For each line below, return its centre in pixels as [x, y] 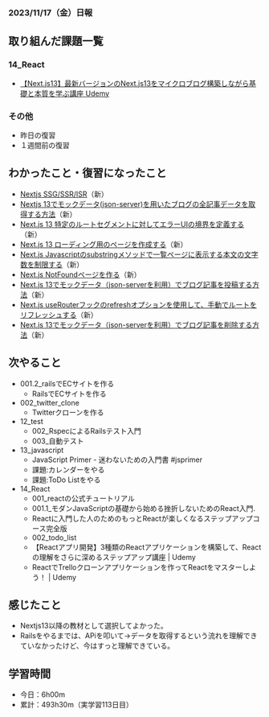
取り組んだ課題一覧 [56, 41]
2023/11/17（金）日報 [51, 12]
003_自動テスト [58, 441]
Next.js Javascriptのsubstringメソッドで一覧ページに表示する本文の [132, 254]
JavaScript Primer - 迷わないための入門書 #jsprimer [117, 459]
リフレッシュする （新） [59, 315]
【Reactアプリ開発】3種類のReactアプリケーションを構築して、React [147, 547]
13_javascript [42, 450]
